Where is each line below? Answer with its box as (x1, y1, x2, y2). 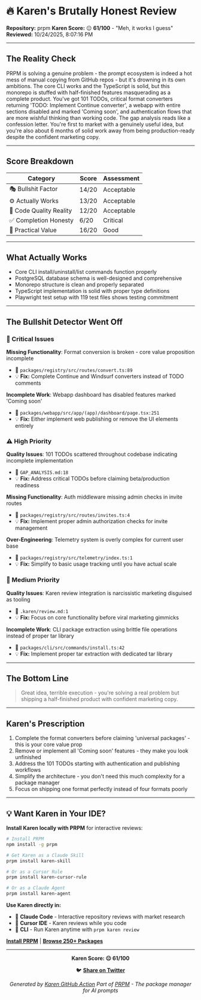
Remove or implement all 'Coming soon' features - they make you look (14, 747, 188, 754)
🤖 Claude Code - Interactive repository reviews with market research (14, 913, 185, 920)
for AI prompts (83, 987, 118, 994)
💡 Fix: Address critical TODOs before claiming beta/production (14, 475, 170, 482)
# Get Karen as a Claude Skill (6, 852, 84, 858)
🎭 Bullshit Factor (9, 185, 58, 193)
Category (28, 174, 56, 182)
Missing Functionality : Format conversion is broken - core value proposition (6, 349, 195, 356)
